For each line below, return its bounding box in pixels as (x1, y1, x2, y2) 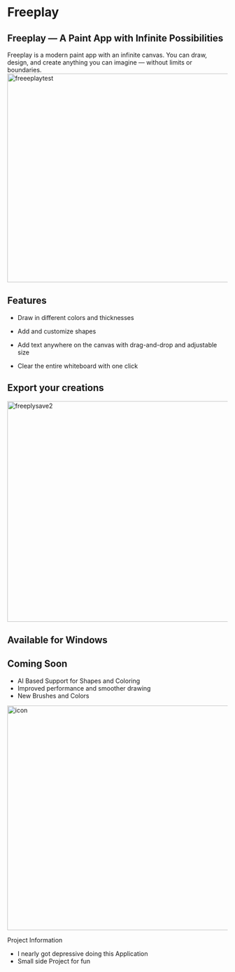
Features (7, 295, 47, 307)
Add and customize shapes (17, 327, 97, 335)
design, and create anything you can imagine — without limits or (7, 58, 192, 67)
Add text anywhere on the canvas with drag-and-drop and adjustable (17, 340, 218, 349)
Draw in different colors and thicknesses (17, 313, 134, 321)
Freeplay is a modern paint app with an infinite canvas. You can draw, (7, 51, 208, 59)
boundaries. (7, 66, 42, 74)
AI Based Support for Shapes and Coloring (17, 677, 141, 685)
